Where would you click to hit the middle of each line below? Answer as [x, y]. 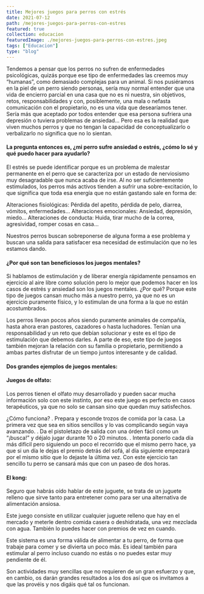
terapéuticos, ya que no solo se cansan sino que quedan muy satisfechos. [99, 406]
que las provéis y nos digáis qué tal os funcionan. [68, 584]
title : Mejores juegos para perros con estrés [66, 12]
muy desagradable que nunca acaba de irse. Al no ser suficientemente [95, 180]
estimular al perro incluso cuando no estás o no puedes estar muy [89, 553]
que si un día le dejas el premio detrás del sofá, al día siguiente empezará [98, 451]
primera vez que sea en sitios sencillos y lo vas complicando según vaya [97, 425]
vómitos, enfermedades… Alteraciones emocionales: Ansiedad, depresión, [99, 211]
